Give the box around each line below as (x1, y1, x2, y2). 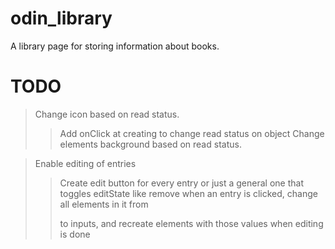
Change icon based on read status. (34, 108, 180, 120)
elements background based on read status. (59, 138, 242, 150)
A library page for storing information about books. (10, 40, 220, 52)
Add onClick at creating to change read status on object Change (59, 127, 325, 139)
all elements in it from (59, 198, 149, 210)
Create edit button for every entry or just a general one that (59, 177, 304, 189)
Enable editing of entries (34, 157, 137, 169)
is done (59, 228, 91, 240)
